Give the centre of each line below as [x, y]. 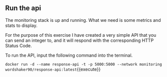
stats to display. [21, 25]
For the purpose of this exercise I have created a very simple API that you [81, 35]
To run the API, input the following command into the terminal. [69, 55]
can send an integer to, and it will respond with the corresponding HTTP [79, 40]
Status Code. [19, 45]
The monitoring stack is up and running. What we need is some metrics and [83, 20]
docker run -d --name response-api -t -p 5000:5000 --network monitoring [84, 64]
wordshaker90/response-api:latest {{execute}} [53, 69]
